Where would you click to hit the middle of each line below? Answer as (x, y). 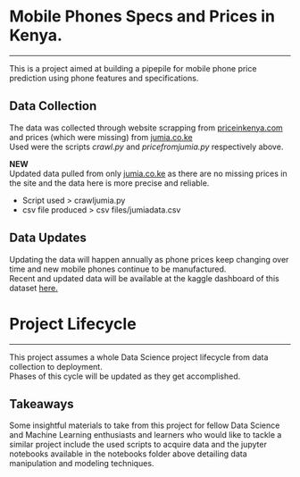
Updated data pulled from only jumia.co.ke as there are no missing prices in (148, 173)
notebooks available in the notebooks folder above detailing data (128, 454)
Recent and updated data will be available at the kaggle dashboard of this (144, 278)
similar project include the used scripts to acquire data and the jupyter (138, 445)
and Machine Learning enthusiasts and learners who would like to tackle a (146, 435)
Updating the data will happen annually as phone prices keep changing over (149, 259)
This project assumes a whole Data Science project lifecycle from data (139, 357)
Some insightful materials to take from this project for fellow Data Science (145, 425)
